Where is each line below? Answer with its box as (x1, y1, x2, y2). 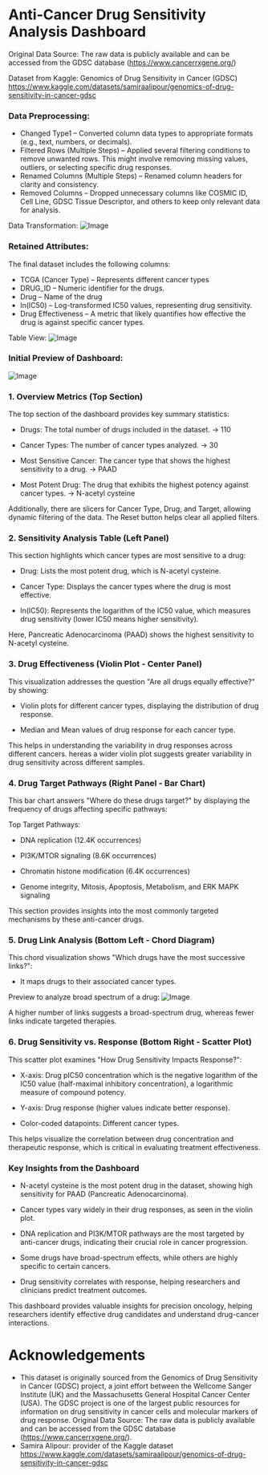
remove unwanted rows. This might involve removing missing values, (19, 154, 249, 164)
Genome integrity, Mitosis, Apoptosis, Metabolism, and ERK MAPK (19, 882, 239, 892)
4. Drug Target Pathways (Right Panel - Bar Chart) (8, 777, 206, 788)
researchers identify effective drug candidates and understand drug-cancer (8, 1309, 259, 1319)
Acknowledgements (8, 1346, 146, 1364)
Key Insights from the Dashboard (8, 1162, 140, 1173)
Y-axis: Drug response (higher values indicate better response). (19, 1103, 230, 1112)
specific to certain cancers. (19, 1261, 111, 1270)
